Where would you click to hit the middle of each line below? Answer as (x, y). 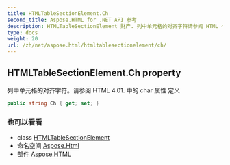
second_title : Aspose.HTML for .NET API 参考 (72, 20)
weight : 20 (23, 39)
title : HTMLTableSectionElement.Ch (58, 13)
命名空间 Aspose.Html (48, 145)
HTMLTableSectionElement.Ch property (94, 73)
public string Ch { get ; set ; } (53, 103)
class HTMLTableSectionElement (63, 137)
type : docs (23, 33)
